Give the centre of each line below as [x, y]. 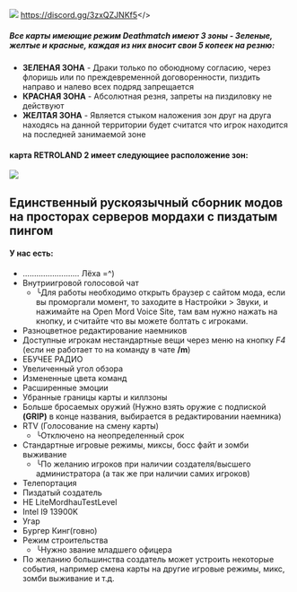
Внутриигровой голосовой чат [80, 283]
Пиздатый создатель [62, 492]
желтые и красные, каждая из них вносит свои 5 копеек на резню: [142, 45]
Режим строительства [65, 540]
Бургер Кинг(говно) [60, 530]
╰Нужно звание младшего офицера [104, 549]
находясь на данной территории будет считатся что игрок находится [155, 125]
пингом [31, 230]
